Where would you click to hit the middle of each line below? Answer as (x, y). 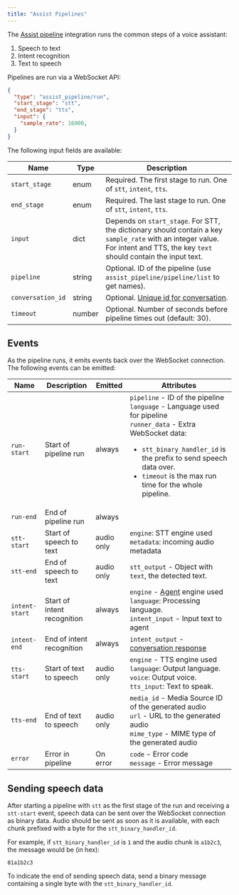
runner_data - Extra (163, 424)
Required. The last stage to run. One (166, 200)
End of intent (66, 639)
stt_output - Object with (171, 567)
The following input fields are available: (65, 150)
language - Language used (174, 406)
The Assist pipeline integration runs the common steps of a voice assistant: (117, 34)
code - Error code (159, 755)
